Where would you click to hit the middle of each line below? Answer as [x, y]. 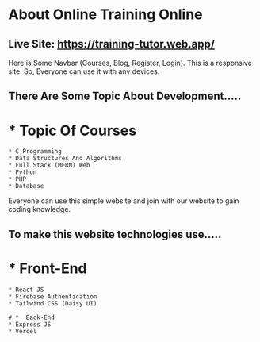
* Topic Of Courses [73, 131]
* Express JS [30, 324]
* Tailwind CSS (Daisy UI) [53, 303]
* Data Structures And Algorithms [65, 159]
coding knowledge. [40, 209]
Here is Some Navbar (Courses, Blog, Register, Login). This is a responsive [130, 63]
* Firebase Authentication [53, 296]
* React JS [26, 290]
